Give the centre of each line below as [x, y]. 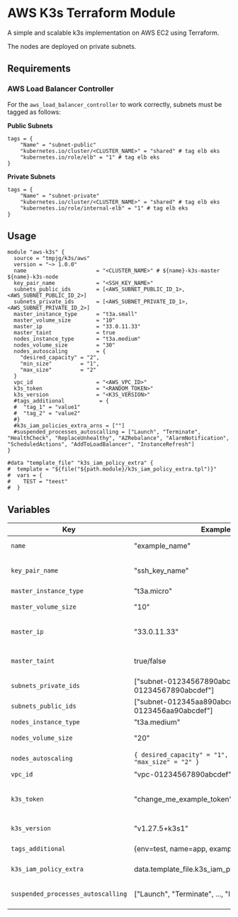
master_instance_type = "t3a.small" [76, 314]
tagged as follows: [34, 112]
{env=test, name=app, [170, 849]
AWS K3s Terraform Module [91, 13]
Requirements [39, 69]
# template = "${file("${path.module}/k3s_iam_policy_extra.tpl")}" [112, 469]
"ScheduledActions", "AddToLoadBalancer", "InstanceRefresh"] [101, 444]
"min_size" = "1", [60, 364]
